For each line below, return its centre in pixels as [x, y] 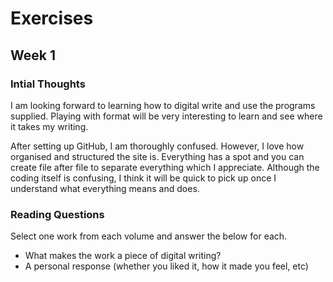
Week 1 [33, 55]
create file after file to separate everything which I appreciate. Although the [165, 167]
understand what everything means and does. [105, 188]
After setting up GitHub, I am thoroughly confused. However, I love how [157, 146]
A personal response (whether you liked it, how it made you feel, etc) [166, 266]
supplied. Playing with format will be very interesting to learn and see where [166, 116]
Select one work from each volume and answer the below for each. [149, 236]
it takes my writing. [49, 126]
